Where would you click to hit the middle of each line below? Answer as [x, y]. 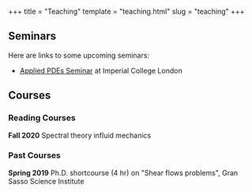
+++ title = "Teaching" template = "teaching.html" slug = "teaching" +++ [126, 11]
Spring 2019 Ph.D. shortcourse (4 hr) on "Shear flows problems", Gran [123, 172]
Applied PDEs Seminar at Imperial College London [101, 70]
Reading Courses [42, 118]
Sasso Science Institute [46, 181]
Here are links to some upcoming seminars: [79, 55]
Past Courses [34, 156]
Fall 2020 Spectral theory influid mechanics [80, 135]
